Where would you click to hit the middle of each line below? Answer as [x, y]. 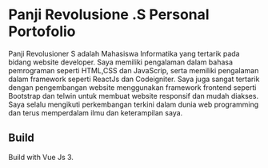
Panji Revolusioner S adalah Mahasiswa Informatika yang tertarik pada [124, 53]
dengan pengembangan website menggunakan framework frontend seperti [132, 87]
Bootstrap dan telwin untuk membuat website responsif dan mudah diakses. [133, 96]
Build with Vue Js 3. [41, 157]
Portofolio [42, 31]
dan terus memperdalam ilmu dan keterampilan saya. [96, 112]
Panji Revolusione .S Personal [109, 15]
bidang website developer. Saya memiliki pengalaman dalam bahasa [121, 62]
